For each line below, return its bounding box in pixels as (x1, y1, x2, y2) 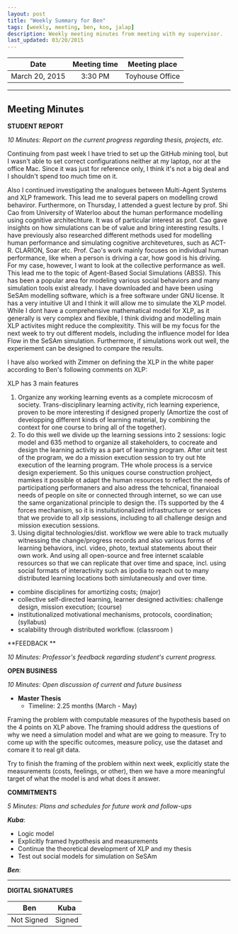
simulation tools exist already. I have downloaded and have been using (7, 283, 214, 292)
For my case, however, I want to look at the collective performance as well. (7, 260, 225, 270)
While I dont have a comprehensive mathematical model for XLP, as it (7, 306, 210, 314)
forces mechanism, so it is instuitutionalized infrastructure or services (17, 505, 222, 515)
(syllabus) (17, 617, 47, 626)
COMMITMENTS (7, 788, 57, 796)
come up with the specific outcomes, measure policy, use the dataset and (7, 737, 223, 746)
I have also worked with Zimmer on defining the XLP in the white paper (7, 358, 214, 366)
